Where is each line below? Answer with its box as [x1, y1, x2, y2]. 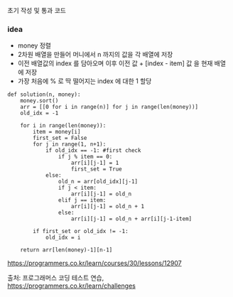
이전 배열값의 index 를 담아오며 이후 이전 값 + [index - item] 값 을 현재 [17, 59, 213, 67]
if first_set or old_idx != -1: [33, 228, 129, 235]
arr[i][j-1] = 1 [70, 159, 119, 167]
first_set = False [33, 134, 87, 142]
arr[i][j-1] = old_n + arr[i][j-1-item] [70, 215, 193, 222]
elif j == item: [58, 197, 107, 204]
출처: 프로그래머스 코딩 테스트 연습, [7, 274, 104, 282]
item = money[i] [33, 129, 81, 136]
